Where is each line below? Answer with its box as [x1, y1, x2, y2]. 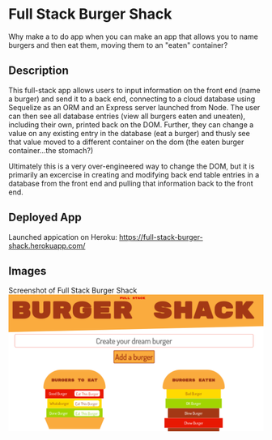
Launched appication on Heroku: [8, 232, 117, 241]
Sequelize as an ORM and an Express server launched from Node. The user [8, 102, 261, 112]
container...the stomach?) [8, 145, 94, 155]
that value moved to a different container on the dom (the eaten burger [8, 137, 244, 147]
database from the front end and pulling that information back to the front [8, 178, 253, 188]
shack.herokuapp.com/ [8, 241, 86, 250]
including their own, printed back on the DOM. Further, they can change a [8, 119, 254, 130]
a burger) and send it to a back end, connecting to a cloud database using [8, 94, 256, 104]
